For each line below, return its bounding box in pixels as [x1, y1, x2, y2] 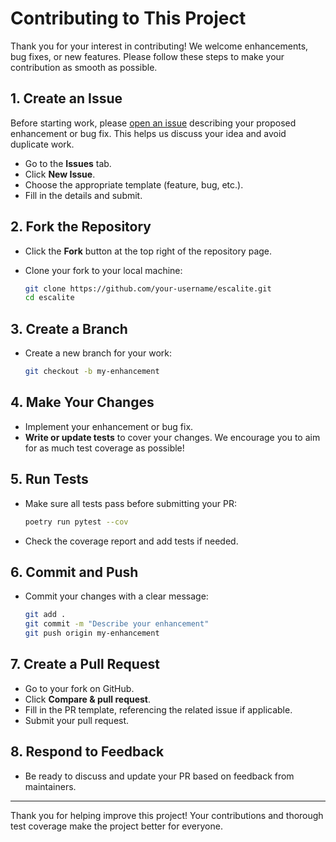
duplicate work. [10, 138, 75, 150]
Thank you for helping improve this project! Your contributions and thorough [10, 809, 324, 821]
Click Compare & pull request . [24, 693, 152, 705]
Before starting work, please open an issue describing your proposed [10, 117, 297, 129]
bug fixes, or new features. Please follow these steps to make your [10, 50, 285, 62]
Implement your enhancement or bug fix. [24, 420, 194, 432]
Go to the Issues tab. [24, 157, 112, 169]
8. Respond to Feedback [10, 743, 165, 761]
